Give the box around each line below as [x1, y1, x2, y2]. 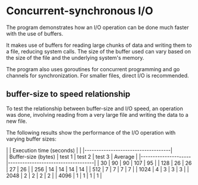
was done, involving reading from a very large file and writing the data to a [6, 111, 188, 118]
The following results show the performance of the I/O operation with [6, 129, 176, 136]
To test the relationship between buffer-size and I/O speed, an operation [6, 105, 183, 112]
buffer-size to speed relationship [6, 89, 131, 99]
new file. [6, 117, 27, 125]
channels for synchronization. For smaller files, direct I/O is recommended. [6, 72, 189, 79]
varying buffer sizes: [6, 135, 56, 142]
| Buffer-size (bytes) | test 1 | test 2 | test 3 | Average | [6, 153, 138, 160]
